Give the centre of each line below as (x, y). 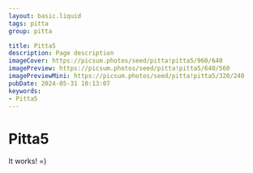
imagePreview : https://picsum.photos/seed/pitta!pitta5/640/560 (119, 69)
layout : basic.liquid (45, 16)
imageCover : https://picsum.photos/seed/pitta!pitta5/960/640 (116, 61)
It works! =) (28, 161)
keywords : (25, 91)
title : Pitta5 (32, 45)
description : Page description (61, 54)
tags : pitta (28, 24)
